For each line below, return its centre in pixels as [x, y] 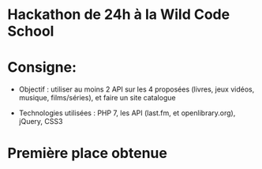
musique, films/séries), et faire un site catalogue [97, 98]
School [31, 31]
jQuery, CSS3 [41, 122]
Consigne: [42, 68]
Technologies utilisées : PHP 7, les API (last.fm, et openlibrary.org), [127, 113]
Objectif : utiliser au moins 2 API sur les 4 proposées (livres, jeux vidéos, [137, 89]
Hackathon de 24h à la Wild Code [119, 15]
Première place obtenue [87, 154]
